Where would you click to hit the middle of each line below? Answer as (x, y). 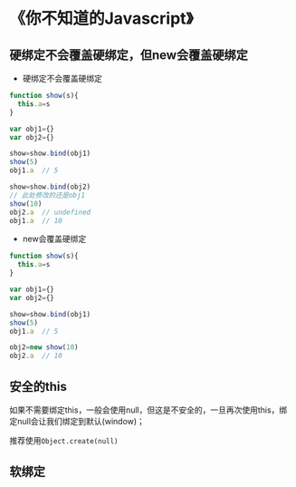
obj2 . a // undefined (50, 212)
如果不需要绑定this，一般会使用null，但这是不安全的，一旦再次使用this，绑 (148, 410)
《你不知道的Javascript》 (101, 19)
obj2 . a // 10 (36, 356)
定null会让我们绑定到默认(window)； (77, 421)
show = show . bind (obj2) (50, 187)
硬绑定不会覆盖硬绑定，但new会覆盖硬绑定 (129, 55)
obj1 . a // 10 (36, 220)
